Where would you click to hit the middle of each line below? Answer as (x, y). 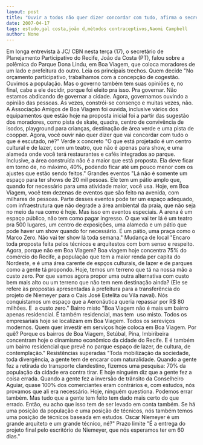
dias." (13, 437)
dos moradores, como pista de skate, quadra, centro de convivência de (95, 122)
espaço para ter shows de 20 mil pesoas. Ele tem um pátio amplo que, (94, 180)
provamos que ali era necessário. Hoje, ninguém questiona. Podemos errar (99, 392)
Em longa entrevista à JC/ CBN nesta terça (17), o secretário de (85, 51)
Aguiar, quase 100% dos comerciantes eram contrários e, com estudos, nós (101, 385)
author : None (23, 34)
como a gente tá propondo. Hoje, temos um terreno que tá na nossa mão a (99, 270)
